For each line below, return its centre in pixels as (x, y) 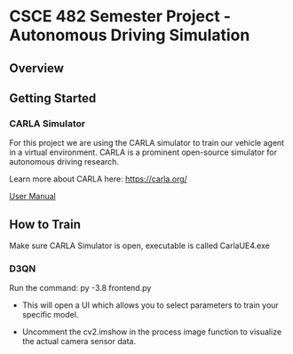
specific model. (50, 315)
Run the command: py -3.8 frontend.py (80, 288)
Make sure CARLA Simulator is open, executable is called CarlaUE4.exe (140, 245)
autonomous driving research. (64, 162)
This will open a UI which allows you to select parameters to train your (150, 305)
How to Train (45, 224)
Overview (37, 68)
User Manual (32, 197)
